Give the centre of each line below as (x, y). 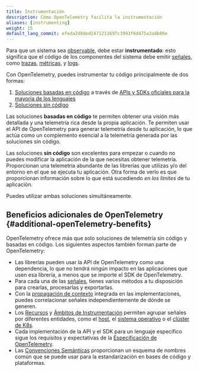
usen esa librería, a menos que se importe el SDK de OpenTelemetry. (98, 275)
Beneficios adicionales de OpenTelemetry (85, 215)
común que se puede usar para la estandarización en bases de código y (103, 357)
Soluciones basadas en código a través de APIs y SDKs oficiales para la (102, 92)
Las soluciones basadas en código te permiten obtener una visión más (92, 117)
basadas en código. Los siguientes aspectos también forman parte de (91, 244)
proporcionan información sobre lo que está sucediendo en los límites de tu (98, 178)
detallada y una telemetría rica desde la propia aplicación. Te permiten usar (98, 123)
